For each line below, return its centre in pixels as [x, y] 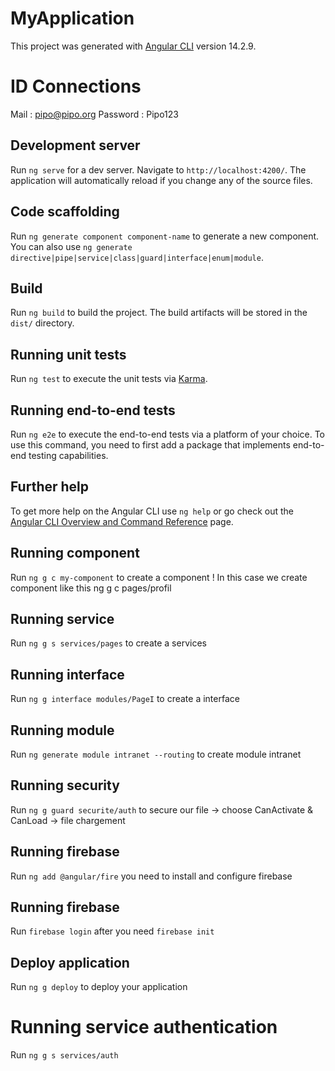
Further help [50, 487]
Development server [75, 145]
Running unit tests [68, 354]
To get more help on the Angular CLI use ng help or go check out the [152, 511]
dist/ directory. [42, 323]
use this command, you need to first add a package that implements [150, 444]
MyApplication [72, 18]
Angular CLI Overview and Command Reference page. [122, 521]
